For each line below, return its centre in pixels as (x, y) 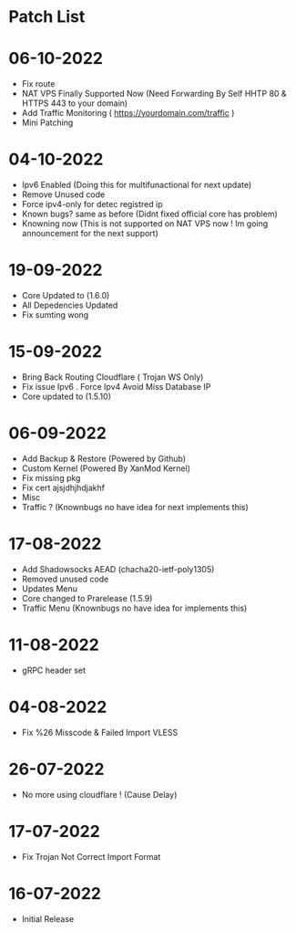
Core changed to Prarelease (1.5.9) (87, 598)
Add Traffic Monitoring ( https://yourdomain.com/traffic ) (128, 113)
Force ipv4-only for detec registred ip (92, 204)
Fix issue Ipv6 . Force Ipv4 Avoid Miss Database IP (116, 386)
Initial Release (48, 918)
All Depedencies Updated (70, 305)
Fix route (38, 84)
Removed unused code (65, 579)
